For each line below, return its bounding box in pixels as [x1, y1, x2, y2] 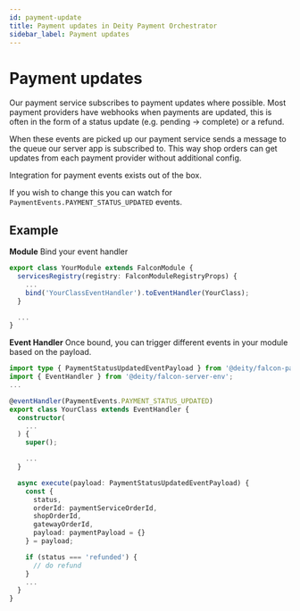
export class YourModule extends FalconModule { [9, 264, 194, 273]
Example [9, 222, 59, 237]
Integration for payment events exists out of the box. [9, 170, 203, 181]
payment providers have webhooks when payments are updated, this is [9, 107, 272, 118]
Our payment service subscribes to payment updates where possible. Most [9, 97, 287, 108]
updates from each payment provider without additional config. [9, 153, 242, 163]
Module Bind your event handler [9, 246, 129, 257]
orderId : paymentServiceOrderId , [32, 503, 158, 513]
